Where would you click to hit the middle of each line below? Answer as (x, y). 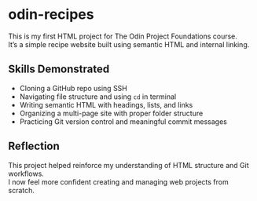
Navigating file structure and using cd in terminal (98, 97)
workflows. (26, 174)
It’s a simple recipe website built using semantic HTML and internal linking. (129, 44)
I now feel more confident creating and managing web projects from (119, 181)
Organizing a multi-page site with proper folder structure (111, 113)
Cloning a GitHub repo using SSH (73, 88)
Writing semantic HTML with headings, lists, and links (106, 104)
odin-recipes (51, 15)
